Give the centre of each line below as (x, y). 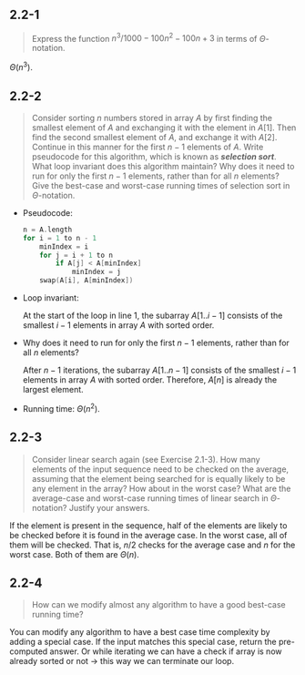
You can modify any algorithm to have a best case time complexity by (140, 632)
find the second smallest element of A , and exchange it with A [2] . (154, 137)
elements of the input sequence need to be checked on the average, (160, 469)
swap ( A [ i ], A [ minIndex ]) (86, 281)
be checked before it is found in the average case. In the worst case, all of (148, 535)
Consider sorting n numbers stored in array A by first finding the (152, 118)
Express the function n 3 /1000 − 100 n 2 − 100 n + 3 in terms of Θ (148, 37)
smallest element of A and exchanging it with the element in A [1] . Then (164, 128)
